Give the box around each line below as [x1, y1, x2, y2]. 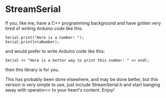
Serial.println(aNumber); [5, 39, 59, 44]
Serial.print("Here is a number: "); [5, 35, 85, 40]
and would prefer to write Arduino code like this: [5, 48, 105, 54]
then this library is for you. [5, 66, 59, 72]
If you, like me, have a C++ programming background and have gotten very [5, 20, 161, 26]
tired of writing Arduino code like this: [5, 25, 83, 31]
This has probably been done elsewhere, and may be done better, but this [5, 76, 158, 82]
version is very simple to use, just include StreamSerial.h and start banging [5, 81, 160, 87]
